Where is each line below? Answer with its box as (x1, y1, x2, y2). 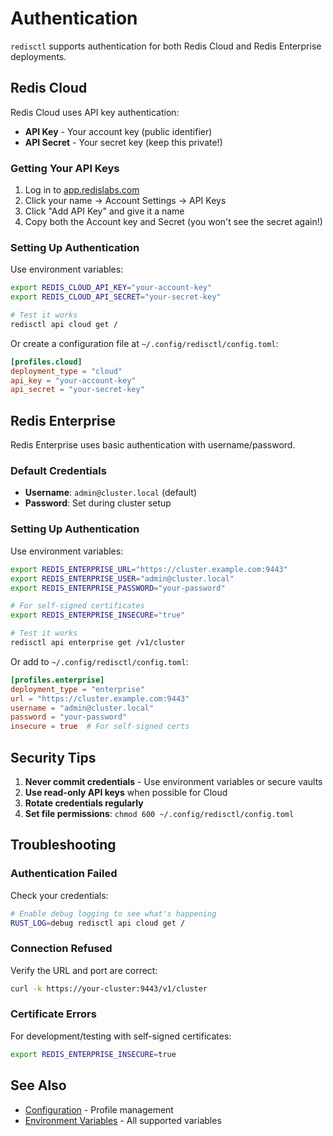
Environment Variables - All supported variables (24, 1114, 222, 1126)
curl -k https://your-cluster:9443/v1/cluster (10, 983, 208, 994)
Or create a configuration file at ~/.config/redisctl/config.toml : (10, 337, 279, 349)
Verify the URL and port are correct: (10, 964, 158, 976)
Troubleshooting (10, 837, 117, 854)
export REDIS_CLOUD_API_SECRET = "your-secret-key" (10, 292, 222, 302)
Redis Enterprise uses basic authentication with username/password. (10, 439, 296, 451)
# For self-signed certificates (10, 601, 145, 611)
